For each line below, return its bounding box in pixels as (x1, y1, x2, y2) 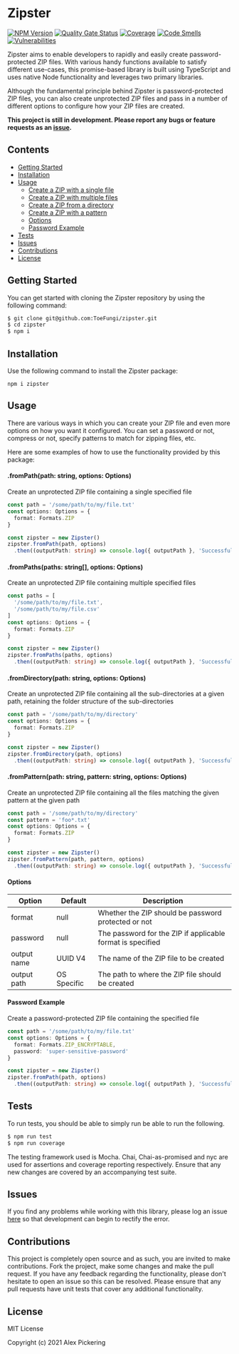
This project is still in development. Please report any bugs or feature (7, 116, 216, 124)
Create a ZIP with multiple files (28, 193, 119, 201)
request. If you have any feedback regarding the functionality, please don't (7, 1270, 226, 1278)
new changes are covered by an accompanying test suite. (7, 1168, 177, 1176)
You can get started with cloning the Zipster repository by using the (7, 293, 205, 302)
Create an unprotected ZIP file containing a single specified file (7, 487, 192, 497)
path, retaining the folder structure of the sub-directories (7, 697, 174, 706)
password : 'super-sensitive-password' (14, 1047, 129, 1055)
